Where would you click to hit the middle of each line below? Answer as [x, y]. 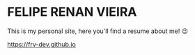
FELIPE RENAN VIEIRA [72, 12]
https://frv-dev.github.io [42, 44]
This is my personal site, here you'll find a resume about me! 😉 [97, 31]
